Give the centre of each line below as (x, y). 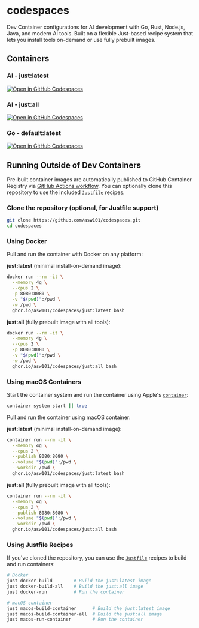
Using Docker (27, 241)
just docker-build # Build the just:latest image (79, 581)
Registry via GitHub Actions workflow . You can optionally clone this (89, 186)
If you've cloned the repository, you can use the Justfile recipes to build (97, 558)
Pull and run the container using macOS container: (69, 417)
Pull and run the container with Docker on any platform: (75, 254)
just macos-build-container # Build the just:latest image (88, 608)
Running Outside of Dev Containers (74, 165)
